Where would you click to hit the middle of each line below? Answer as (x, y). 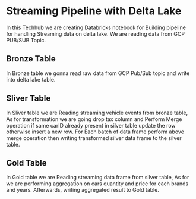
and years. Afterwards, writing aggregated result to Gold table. (83, 190)
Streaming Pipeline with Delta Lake (94, 11)
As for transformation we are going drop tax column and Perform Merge (94, 119)
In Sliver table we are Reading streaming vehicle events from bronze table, (97, 113)
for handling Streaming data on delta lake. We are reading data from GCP (96, 33)
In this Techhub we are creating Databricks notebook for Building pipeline (96, 27)
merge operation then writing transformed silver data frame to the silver (94, 138)
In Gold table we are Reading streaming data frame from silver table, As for (98, 178)
